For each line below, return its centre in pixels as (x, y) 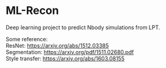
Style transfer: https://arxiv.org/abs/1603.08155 (65, 58)
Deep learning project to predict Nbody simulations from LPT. (83, 27)
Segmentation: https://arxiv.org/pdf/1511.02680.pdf (70, 52)
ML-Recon (32, 11)
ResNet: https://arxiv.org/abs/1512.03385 (57, 46)
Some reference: (27, 39)
